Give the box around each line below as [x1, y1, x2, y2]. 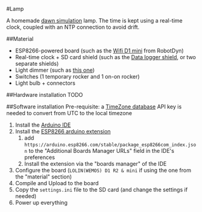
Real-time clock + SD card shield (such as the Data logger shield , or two [15, 54, 197, 60]
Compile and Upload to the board [15, 180, 99, 186]
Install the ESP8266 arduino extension [15, 128, 111, 135]
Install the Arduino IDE [15, 121, 71, 129]
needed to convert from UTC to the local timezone [6, 110, 133, 116]
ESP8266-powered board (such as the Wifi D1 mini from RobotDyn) [15, 47, 184, 54]
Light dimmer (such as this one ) [15, 66, 95, 74]
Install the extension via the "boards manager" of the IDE [24, 160, 167, 167]
